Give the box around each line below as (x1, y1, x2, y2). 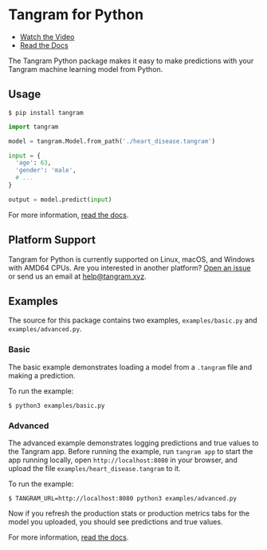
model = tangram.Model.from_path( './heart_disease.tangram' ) (8, 137, 216, 145)
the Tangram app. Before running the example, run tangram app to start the (8, 446, 253, 456)
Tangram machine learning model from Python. (8, 64, 163, 73)
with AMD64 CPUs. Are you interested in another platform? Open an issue (8, 263, 251, 272)
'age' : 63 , (15, 159, 52, 167)
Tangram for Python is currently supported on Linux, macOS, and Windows (8, 254, 255, 264)
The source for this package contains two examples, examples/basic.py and (8, 315, 257, 325)
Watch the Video (19, 32, 75, 42)
